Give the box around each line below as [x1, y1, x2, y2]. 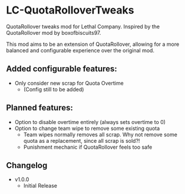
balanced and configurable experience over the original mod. [6, 46, 155, 53]
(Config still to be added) [23, 86, 84, 93]
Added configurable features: [6, 64, 118, 74]
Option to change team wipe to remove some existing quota [14, 125, 160, 132]
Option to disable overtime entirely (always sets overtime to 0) [14, 118, 166, 125]
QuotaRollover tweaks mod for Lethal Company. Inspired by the [6, 23, 160, 30]
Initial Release [23, 182, 58, 189]
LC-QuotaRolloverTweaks [6, 4, 134, 17]
